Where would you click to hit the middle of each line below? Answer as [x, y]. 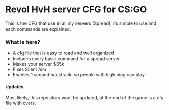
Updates [15, 86]
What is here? [23, 42]
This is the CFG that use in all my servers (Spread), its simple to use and [81, 23]
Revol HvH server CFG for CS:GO [76, 9]
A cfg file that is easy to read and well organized [63, 53]
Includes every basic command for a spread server [66, 59]
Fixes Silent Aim [30, 69]
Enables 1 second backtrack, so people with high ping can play [79, 75]
